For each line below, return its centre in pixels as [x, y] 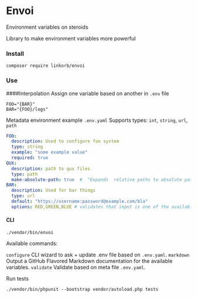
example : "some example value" [50, 153]
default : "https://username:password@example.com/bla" [80, 202]
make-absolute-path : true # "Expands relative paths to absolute [97, 180]
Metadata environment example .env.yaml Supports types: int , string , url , [97, 120]
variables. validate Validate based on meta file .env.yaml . [76, 267]
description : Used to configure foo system [65, 141]
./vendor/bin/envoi [30, 232]
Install [15, 53]
